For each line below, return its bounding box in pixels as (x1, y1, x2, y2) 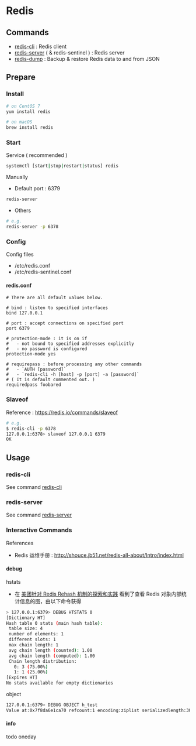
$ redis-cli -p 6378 (6, 426, 57, 432)
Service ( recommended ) (6, 152, 68, 159)
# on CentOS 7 (6, 103, 41, 109)
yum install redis (6, 108, 51, 115)
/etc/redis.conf (14, 262, 51, 269)
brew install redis (6, 125, 54, 131)
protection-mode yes (6, 351, 57, 357)
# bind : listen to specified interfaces (6, 305, 108, 311)
